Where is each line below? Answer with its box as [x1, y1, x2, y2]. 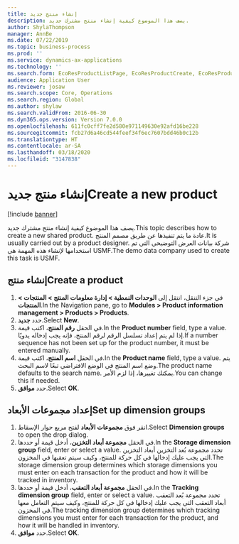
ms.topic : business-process [7, 43, 91, 50]
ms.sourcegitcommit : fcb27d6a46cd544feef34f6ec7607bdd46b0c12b [7, 129, 199, 136]
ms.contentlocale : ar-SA [7, 143, 81, 150]
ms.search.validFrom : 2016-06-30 [7, 109, 107, 116]
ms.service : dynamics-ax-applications [7, 57, 122, 64]
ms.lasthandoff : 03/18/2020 [7, 149, 91, 156]
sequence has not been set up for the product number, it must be [17, 338, 210, 347]
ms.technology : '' [7, 63, 62, 70]
